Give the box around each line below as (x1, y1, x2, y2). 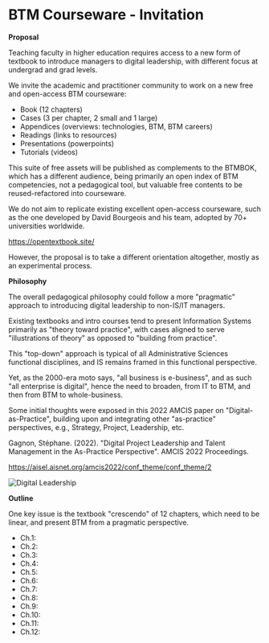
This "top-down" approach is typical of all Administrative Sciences (8, 348, 229, 358)
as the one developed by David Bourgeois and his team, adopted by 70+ (8, 212, 247, 222)
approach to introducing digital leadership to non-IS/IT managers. (8, 300, 226, 310)
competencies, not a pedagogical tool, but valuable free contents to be (8, 179, 243, 190)
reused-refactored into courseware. (8, 188, 127, 198)
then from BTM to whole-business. (8, 390, 123, 399)
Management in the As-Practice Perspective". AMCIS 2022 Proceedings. (8, 446, 249, 456)
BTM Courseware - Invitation (8, 6, 205, 24)
